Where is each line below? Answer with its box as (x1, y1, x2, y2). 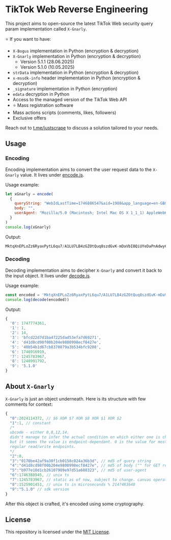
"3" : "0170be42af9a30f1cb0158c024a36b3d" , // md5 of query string (10, 458, 152, 464)
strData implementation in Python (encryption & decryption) (12, 69, 139, 75)
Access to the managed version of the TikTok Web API (12, 96, 127, 102)
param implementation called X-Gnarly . (5, 25, 88, 32)
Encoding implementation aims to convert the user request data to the (5, 166, 152, 173)
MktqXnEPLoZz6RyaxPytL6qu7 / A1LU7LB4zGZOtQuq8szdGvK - (5, 243, 120, 249)
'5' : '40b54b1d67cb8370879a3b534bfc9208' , (10, 345, 101, 350)
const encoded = (5, 292, 40, 297)
